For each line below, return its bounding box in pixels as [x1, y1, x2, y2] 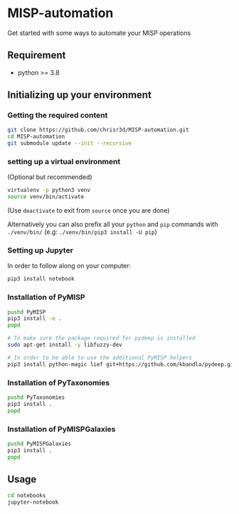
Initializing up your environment [7, 89, 152, 101]
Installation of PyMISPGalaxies [7, 424, 116, 434]
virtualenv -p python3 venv [7, 187, 91, 194]
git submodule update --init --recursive [7, 140, 132, 147]
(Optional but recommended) [7, 173, 92, 181]
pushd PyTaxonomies [7, 394, 65, 401]
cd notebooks [7, 492, 46, 499]
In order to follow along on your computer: [7, 262, 132, 270]
